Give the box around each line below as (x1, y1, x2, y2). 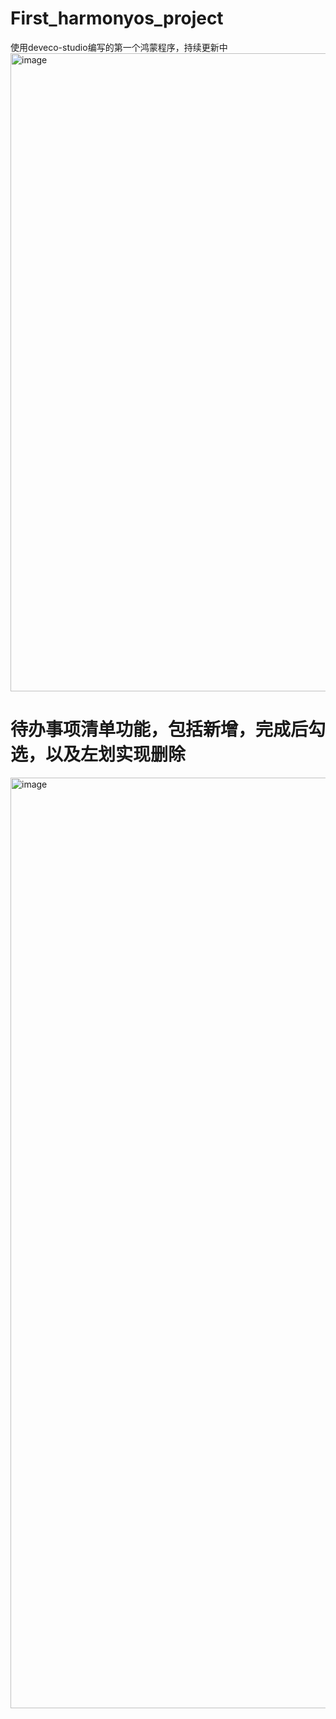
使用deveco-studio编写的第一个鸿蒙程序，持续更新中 (10, 41, 228, 53)
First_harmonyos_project (10, 7, 224, 30)
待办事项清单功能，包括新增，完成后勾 (10, 718, 327, 741)
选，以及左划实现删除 (10, 743, 187, 766)
